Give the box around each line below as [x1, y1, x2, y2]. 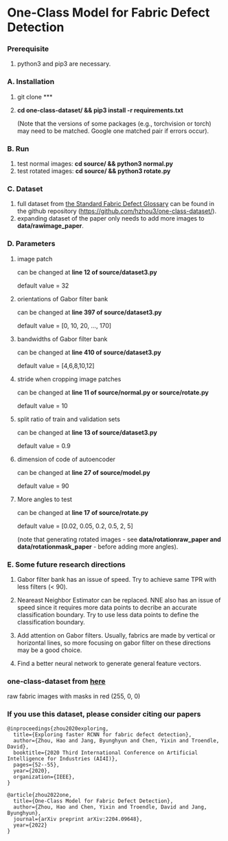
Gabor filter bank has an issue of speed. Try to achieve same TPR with [16, 575, 216, 583]
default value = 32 [16, 281, 69, 290]
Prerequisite [7, 44, 49, 54]
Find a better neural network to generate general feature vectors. [16, 659, 201, 667]
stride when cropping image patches [16, 374, 122, 383]
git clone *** [16, 92, 53, 101]
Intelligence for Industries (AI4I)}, [7, 755, 118, 762]
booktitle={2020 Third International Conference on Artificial [13, 749, 198, 756]
